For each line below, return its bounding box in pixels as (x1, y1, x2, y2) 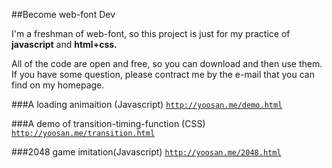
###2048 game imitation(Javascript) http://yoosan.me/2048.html (11, 146, 282, 158)
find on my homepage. (11, 79, 105, 91)
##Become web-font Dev (11, 9, 116, 20)
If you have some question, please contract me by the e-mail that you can (11, 69, 315, 80)
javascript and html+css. (11, 39, 118, 50)
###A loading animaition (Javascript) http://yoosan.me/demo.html (11, 99, 283, 110)
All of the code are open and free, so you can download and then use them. (11, 58, 323, 69)
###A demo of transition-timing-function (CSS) (11, 118, 206, 129)
